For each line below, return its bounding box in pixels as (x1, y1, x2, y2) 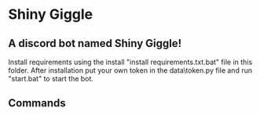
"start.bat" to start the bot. (8, 74, 94, 83)
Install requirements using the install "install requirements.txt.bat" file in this (8, 57, 253, 66)
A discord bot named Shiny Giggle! (8, 37, 182, 50)
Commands (8, 96, 67, 110)
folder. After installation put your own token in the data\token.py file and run (8, 66, 253, 75)
